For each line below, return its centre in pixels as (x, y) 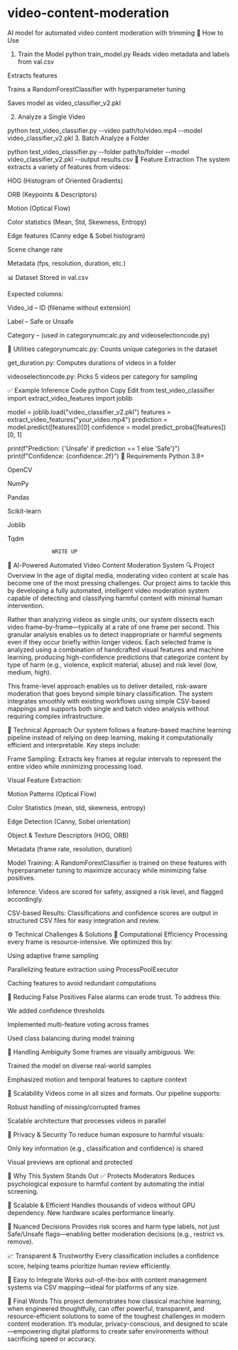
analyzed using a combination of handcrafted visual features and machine (116, 649)
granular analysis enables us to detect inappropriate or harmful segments (115, 634)
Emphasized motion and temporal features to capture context (97, 1079)
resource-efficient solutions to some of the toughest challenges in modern (116, 1316)
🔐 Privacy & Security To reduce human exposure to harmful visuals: (106, 1134)
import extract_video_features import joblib (70, 398)
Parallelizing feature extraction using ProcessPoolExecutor (93, 969)
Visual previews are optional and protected (70, 1162)
